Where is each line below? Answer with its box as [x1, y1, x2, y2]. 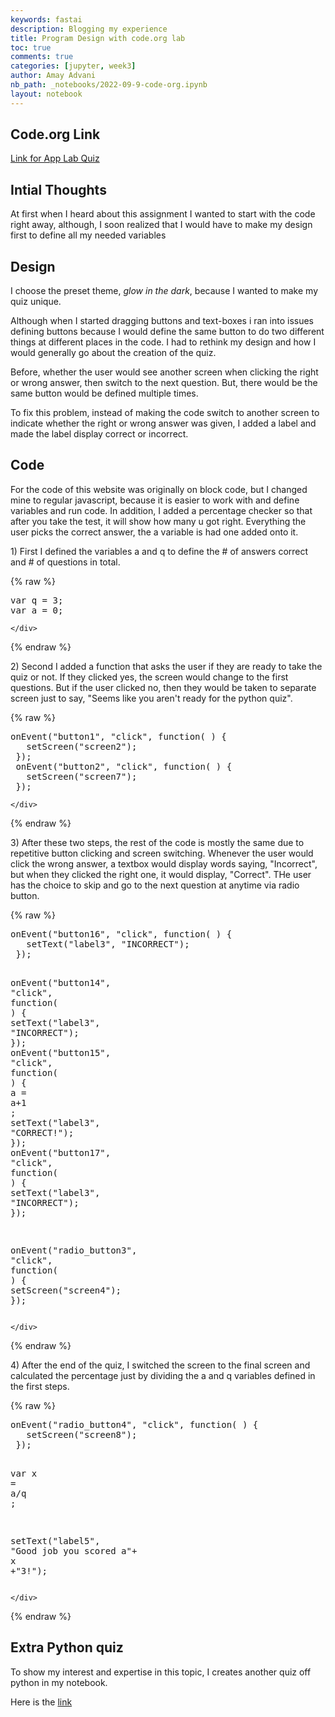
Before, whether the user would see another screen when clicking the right [10, 366, 319, 378]
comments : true [10, 52, 74, 62]
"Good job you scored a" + [10, 1545, 138, 1556]
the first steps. [10, 1380, 70, 1392]
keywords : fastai [10, 14, 83, 25]
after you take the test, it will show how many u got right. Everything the [10, 515, 307, 527]
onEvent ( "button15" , [10, 1047, 112, 1058]
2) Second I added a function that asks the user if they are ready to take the [10, 660, 323, 672]
